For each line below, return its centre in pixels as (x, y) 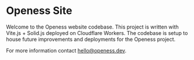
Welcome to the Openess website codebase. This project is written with (93, 27)
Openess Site (39, 11)
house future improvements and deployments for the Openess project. (91, 39)
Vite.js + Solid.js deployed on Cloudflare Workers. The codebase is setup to (97, 33)
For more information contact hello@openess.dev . (66, 50)
